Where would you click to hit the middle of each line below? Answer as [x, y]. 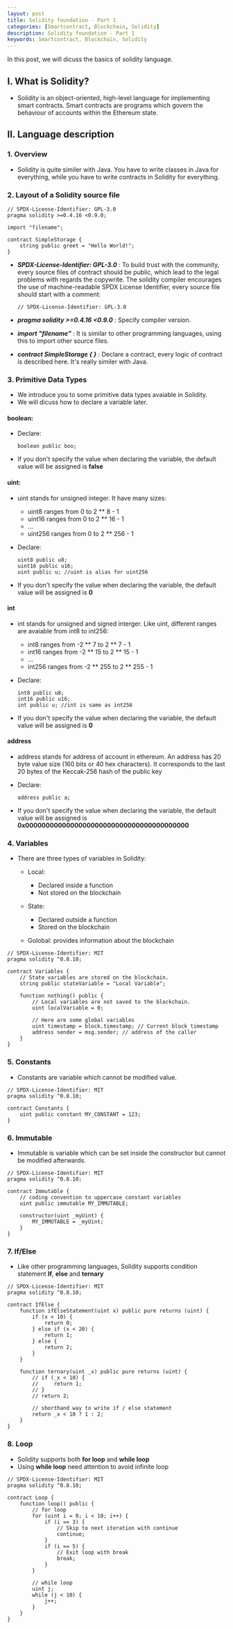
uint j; [43, 1589]
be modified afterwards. [52, 1160]
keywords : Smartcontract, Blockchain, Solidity [77, 40]
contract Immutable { [38, 1191]
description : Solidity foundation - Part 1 [71, 33]
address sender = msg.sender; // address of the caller [114, 1032]
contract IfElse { [34, 1305]
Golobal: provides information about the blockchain [101, 941]
